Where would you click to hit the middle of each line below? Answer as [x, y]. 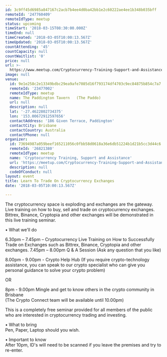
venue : [12, 79]
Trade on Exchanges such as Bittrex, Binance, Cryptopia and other [73, 244]
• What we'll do [21, 230]
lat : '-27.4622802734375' [37, 112]
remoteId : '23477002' [32, 88]
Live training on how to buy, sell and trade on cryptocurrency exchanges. [80, 209]
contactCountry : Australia [38, 130]
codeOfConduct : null [31, 172]
